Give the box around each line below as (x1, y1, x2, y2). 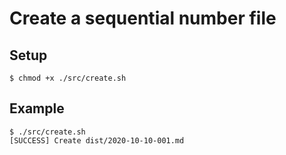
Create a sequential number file (9, 7, 277, 30)
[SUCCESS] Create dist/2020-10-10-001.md (9, 135, 185, 146)
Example (9, 100, 65, 117)
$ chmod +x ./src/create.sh (9, 73, 127, 83)
